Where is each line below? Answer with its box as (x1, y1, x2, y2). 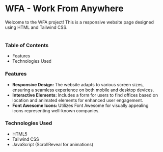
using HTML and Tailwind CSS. (5, 24, 68, 30)
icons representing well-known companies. (12, 107, 100, 113)
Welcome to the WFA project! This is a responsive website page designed (5, 19, 154, 25)
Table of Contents (5, 42, 49, 49)
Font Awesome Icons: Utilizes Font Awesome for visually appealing (12, 102, 149, 108)
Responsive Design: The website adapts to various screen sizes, (12, 81, 144, 87)
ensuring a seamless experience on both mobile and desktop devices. (12, 87, 154, 93)
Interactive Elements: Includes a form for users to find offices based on (12, 92, 158, 98)
